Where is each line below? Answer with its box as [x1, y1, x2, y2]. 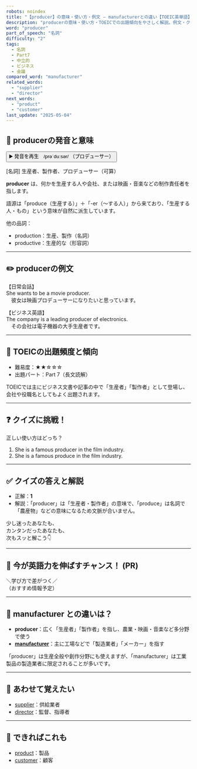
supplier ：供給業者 [14, 701, 60, 708]
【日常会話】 [6, 283, 37, 290]
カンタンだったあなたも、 [6, 527, 68, 534]
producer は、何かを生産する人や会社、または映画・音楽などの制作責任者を [6, 180, 190, 188]
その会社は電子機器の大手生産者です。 [11, 322, 104, 329]
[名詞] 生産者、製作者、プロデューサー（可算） [6, 168, 119, 175]
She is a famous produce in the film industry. [14, 452, 123, 459]
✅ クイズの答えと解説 [6, 476, 84, 486]
